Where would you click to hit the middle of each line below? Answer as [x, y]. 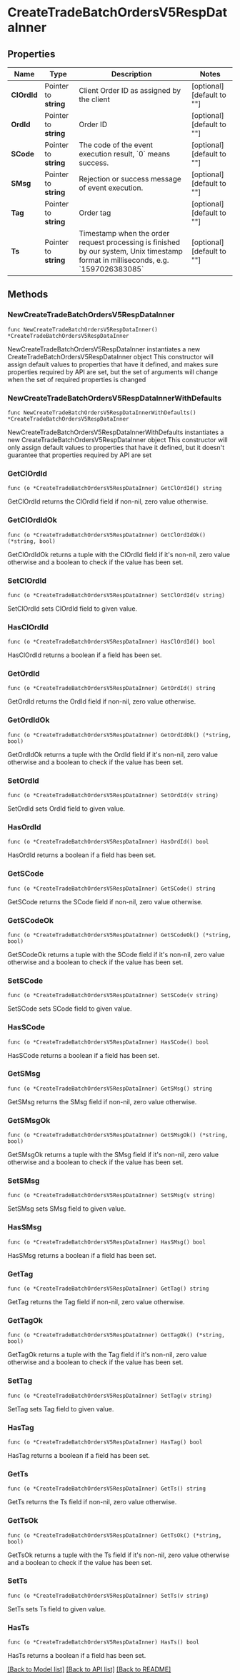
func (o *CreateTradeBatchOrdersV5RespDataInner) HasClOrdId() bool [111, 642]
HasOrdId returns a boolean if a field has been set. [81, 855]
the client [94, 99]
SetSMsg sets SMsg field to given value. [67, 1209]
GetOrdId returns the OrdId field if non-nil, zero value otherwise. [102, 701]
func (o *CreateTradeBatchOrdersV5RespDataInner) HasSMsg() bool [106, 1242]
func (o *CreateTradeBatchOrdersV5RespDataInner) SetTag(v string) [110, 1396]
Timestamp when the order [124, 233]
